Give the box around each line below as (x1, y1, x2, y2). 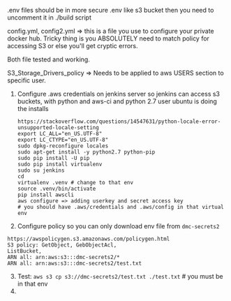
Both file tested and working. (7, 55, 91, 64)
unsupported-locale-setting (17, 124, 99, 131)
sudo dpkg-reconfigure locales (17, 142, 109, 149)
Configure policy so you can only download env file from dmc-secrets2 (17, 222, 220, 230)
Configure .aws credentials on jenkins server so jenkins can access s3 (17, 90, 220, 98)
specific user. (7, 76, 47, 85)
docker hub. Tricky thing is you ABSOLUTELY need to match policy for (7, 34, 209, 43)
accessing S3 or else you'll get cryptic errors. (7, 42, 138, 50)
